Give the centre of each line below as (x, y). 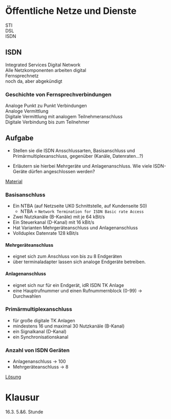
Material (14, 181)
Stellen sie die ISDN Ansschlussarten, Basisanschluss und (74, 150)
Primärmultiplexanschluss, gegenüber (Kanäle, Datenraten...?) (78, 156)
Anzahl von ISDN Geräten (38, 350)
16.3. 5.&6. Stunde (24, 412)
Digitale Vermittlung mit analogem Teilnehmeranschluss (64, 117)
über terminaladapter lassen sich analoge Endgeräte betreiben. (79, 262)
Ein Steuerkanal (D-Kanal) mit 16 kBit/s (54, 222)
